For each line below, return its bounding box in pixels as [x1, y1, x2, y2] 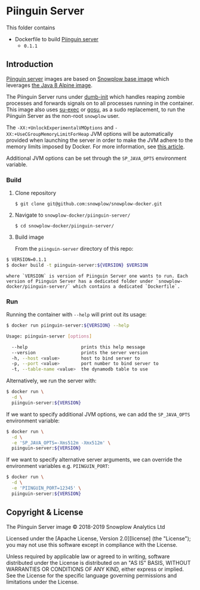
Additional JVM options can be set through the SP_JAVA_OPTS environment [6, 154, 187, 162]
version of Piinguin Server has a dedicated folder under [6, 278, 153, 284]
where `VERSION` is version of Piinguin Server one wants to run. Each [6, 273, 188, 279]
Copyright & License [6, 507, 84, 518]
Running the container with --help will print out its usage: [6, 311, 147, 318]
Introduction [6, 59, 54, 69]
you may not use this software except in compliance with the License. [6, 541, 178, 548]
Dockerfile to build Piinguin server [14, 35, 99, 42]
